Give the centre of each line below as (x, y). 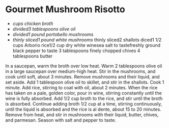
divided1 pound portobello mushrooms (53, 34)
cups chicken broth (33, 23)
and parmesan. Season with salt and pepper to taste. (61, 120)
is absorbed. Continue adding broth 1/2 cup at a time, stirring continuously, (84, 104)
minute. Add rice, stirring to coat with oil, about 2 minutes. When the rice (81, 87)
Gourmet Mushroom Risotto (65, 9)
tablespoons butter (33, 56)
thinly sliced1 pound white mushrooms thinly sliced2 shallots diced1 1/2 (87, 40)
